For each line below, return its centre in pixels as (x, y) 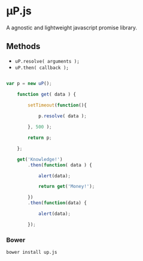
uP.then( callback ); (42, 68)
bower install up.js (32, 253)
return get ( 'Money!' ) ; (66, 187)
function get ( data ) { (47, 94)
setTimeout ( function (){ (57, 105)
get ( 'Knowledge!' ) (40, 159)
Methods (23, 46)
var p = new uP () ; (29, 83)
